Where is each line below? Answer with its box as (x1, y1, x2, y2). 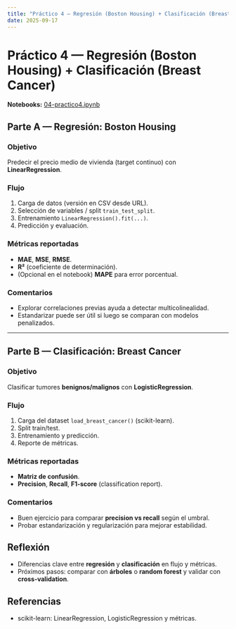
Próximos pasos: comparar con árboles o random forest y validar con (17, 568, 221, 576)
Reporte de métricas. (17, 439, 79, 447)
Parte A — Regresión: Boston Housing (7, 120, 176, 132)
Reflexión (7, 541, 51, 553)
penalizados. (17, 318, 55, 328)
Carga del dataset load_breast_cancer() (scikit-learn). (17, 416, 174, 425)
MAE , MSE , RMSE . (17, 255, 72, 263)
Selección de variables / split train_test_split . (17, 206, 155, 215)
